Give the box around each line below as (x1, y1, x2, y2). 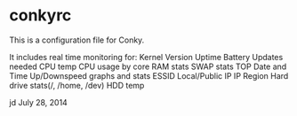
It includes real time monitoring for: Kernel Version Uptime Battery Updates (9, 51, 284, 62)
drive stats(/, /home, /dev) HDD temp (9, 80, 145, 90)
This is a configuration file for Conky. (9, 35, 145, 45)
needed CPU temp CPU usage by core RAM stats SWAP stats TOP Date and (9, 61, 287, 72)
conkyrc (9, 5, 72, 26)
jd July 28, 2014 (9, 97, 68, 107)
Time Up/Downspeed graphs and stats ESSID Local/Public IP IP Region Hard (9, 70, 289, 81)
